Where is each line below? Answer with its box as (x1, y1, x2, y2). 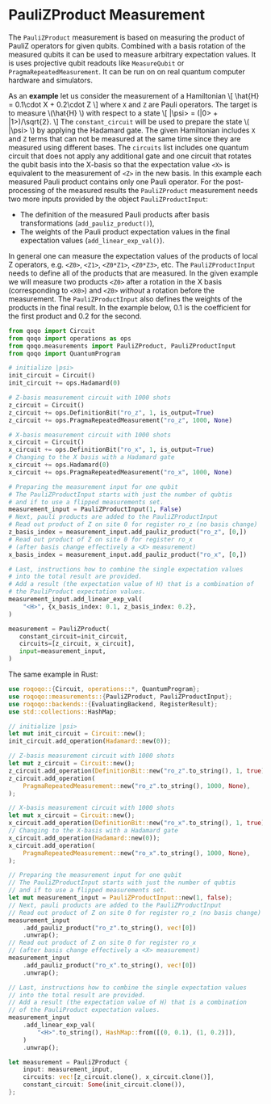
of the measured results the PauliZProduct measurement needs (47, 185, 258, 195)
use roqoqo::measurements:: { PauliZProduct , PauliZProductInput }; (8, 693, 232, 701)
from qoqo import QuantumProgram (8, 349, 121, 357)
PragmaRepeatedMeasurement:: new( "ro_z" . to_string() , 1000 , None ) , (23, 782, 251, 790)
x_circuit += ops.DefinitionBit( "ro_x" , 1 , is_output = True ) (8, 446, 215, 454)
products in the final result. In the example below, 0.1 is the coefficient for (8, 302, 252, 312)
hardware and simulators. (8, 75, 93, 85)
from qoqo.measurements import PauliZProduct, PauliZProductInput (8, 342, 236, 350)
